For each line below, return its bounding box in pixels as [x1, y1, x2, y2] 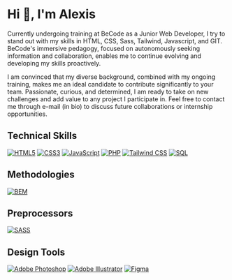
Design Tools [7, 246, 66, 258]
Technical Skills [7, 130, 78, 142]
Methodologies [7, 169, 75, 181]
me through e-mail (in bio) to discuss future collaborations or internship [7, 102, 213, 110]
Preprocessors [7, 207, 73, 219]
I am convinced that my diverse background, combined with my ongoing [7, 73, 216, 81]
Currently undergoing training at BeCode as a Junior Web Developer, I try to [7, 29, 226, 38]
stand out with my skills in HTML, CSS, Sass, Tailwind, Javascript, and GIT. [7, 36, 222, 45]
